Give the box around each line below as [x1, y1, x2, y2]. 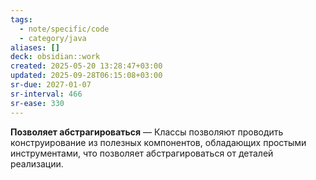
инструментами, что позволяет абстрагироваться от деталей [10, 147, 274, 159]
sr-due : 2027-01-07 [10, 80, 92, 90]
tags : [10, 14, 33, 25]
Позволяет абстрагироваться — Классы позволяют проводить [10, 126, 284, 138]
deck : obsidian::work [10, 52, 101, 62]
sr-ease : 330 [10, 98, 65, 108]
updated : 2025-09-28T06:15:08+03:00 [10, 71, 163, 81]
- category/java [19, 33, 87, 43]
